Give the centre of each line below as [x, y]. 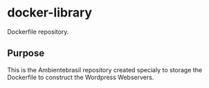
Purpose [26, 53]
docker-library [49, 13]
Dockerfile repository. [38, 32]
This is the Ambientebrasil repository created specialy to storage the [105, 69]
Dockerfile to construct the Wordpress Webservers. [81, 77]
